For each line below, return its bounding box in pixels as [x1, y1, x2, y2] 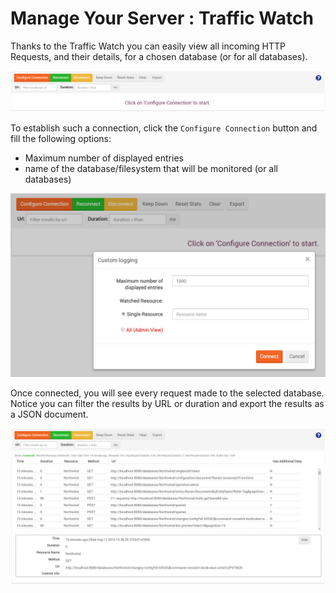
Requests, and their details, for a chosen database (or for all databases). [10, 50, 308, 62]
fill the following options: [10, 133, 112, 145]
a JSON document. [10, 408, 89, 421]
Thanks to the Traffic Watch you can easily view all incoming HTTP [10, 40, 286, 52]
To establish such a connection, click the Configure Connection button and [10, 122, 318, 134]
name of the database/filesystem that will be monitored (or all [24, 163, 278, 175]
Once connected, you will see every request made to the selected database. [10, 387, 325, 399]
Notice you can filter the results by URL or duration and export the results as [10, 398, 325, 410]
